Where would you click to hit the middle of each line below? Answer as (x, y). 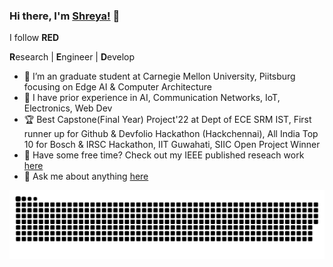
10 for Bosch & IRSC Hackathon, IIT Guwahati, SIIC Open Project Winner (172, 145)
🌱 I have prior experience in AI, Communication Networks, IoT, (152, 98)
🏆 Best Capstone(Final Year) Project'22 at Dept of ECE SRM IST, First (167, 120)
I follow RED (34, 38)
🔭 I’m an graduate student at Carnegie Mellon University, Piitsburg (159, 76)
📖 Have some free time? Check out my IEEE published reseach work (164, 155)
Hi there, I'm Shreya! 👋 (65, 16)
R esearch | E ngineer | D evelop (72, 57)
